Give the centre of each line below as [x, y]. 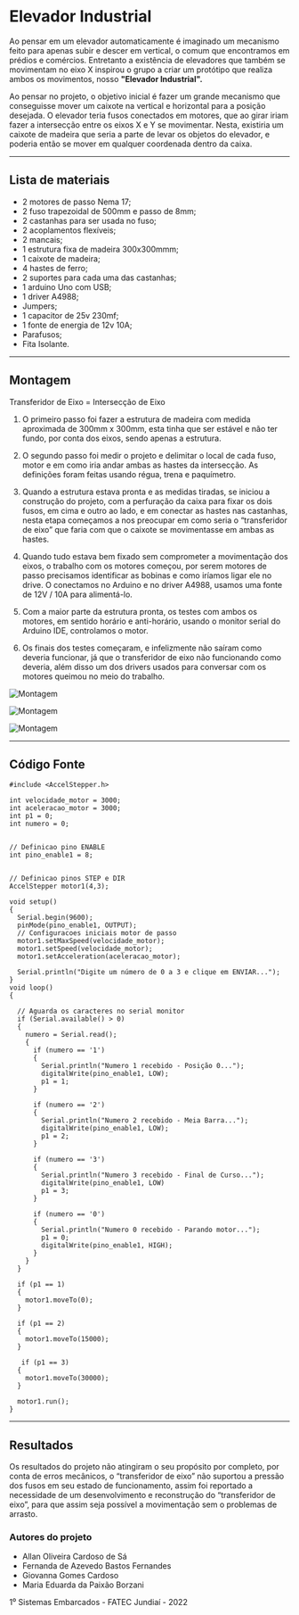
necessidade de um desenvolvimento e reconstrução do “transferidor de [142, 1495]
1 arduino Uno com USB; [67, 286]
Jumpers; [40, 306]
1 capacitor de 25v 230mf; [70, 315]
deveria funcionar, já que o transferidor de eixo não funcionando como [152, 657]
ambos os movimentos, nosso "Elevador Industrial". [106, 79]
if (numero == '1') [69, 1050]
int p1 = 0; [31, 816]
